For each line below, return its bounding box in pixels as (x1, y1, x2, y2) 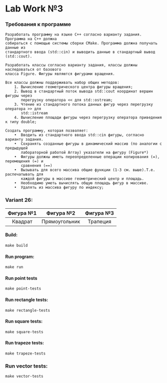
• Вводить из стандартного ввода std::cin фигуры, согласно (14, 133, 144, 138)
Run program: (5, 253, 34, 260)
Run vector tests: (5, 363, 48, 370)
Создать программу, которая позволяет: (5, 128, 88, 133)
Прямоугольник (41, 218, 80, 225)
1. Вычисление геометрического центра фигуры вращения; (14, 84, 133, 90)
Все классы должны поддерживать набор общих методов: (5, 80, 120, 85)
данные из (5, 45, 26, 50)
